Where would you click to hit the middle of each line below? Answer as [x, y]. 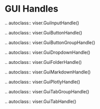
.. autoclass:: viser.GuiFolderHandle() [43, 62]
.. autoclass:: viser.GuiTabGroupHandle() [47, 91]
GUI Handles [32, 9]
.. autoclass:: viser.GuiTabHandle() [41, 101]
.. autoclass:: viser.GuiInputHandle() [42, 23]
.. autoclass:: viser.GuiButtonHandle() [43, 32]
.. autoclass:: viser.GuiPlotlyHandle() [43, 82]
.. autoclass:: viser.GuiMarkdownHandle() [48, 72]
